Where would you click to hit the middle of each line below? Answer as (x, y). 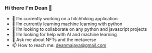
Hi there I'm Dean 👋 (28, 8)
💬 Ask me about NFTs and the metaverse (54, 40)
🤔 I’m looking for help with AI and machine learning (64, 35)
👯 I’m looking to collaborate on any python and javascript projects (79, 29)
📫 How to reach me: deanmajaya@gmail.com (59, 45)
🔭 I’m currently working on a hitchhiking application (65, 19)
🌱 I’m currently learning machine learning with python (67, 24)
